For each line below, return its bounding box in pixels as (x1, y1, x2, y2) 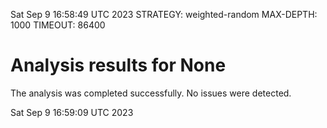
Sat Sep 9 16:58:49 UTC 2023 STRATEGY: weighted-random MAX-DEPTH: (10, 9, 318, 20)
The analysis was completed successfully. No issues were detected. (10, 87, 292, 99)
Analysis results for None (10, 54, 227, 77)
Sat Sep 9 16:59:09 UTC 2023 (10, 106, 134, 118)
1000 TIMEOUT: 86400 (10, 19, 106, 31)
